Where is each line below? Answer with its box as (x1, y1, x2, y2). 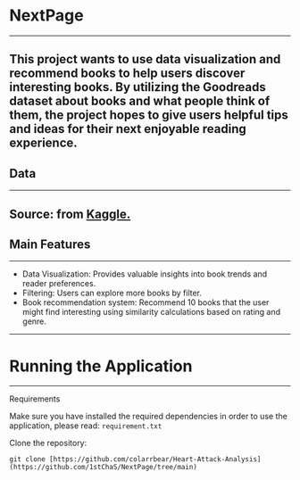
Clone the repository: (9, 438, 87, 449)
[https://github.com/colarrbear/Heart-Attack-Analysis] (48, 455, 262, 464)
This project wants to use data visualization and (9, 52, 281, 67)
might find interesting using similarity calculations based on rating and (21, 307, 281, 318)
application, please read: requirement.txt (9, 420, 162, 431)
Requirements (9, 393, 61, 404)
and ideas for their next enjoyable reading (9, 121, 247, 137)
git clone (9, 455, 46, 464)
